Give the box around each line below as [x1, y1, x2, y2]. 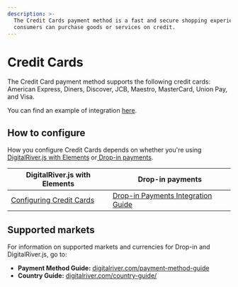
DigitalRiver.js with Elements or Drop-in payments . [7, 153, 154, 162]
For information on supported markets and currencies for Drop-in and [7, 242, 210, 251]
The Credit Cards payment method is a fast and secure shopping [13, 17, 208, 24]
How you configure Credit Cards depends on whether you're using [7, 146, 202, 154]
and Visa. [7, 93, 35, 101]
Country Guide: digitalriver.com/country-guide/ [17, 271, 157, 280]
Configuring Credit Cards [11, 196, 95, 206]
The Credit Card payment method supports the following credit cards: [7, 77, 211, 86]
